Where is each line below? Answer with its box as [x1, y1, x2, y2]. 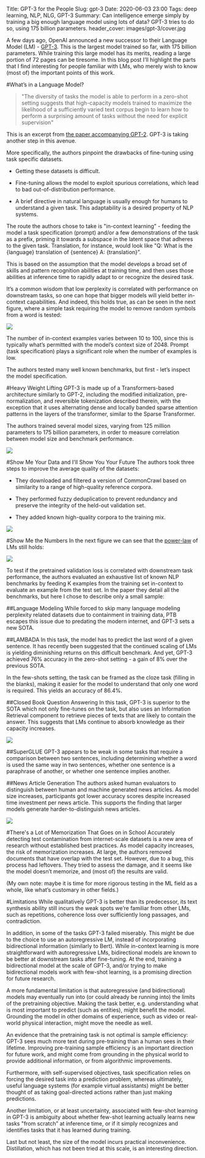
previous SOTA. [6, 662, 46, 669]
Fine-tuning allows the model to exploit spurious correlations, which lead [15, 179, 199, 186]
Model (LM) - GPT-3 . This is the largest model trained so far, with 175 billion [6, 43, 197, 50]
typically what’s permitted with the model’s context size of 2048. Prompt [6, 341, 189, 348]
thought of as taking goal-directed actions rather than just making [6, 1089, 173, 1096]
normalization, [6, 397, 43, 405]
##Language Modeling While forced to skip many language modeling [6, 605, 181, 611]
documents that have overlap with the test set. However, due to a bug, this [6, 855, 194, 862]
